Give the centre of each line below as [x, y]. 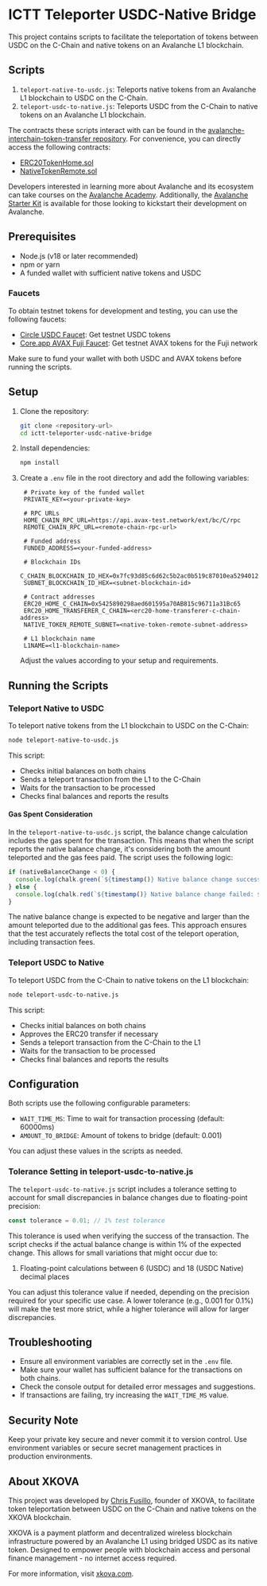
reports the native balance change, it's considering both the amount [120, 849]
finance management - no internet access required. [93, 1558]
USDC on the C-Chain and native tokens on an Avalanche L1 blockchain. [126, 45]
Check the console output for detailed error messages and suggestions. [137, 1387]
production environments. [50, 1456]
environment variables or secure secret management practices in [115, 1448]
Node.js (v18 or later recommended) [79, 255]
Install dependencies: [55, 448]
